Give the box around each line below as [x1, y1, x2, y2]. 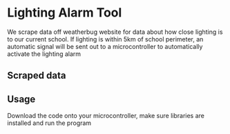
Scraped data [7, 70, 66, 82]
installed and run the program [7, 119, 92, 127]
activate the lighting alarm [7, 50, 82, 58]
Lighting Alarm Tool [7, 5, 122, 21]
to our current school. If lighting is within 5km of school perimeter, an [7, 35, 204, 43]
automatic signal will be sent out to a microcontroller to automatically [7, 42, 203, 50]
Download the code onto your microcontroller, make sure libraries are [7, 112, 205, 120]
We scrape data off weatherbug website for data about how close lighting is [7, 28, 223, 36]
